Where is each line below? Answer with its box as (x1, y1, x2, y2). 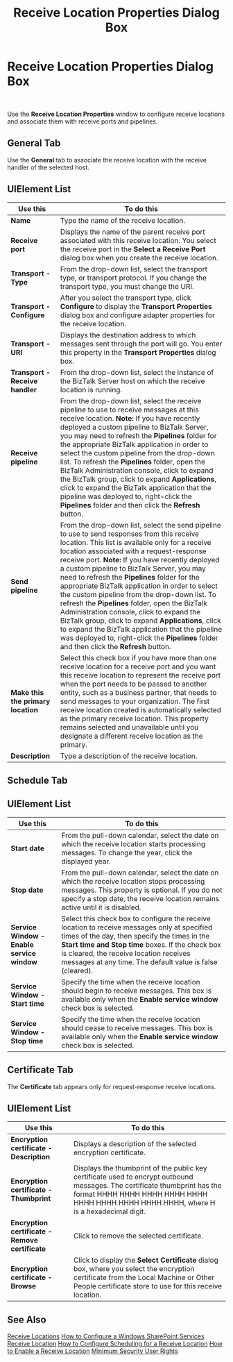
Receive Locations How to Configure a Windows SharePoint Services (7, 1332, 205, 1340)
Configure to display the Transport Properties (60, 301, 213, 311)
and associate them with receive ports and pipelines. (7, 117, 158, 126)
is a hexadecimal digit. (73, 1207, 146, 1216)
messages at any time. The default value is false (61, 957, 218, 966)
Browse (10, 1281, 37, 1291)
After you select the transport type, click (60, 293, 191, 303)
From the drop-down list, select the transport (60, 264, 208, 274)
